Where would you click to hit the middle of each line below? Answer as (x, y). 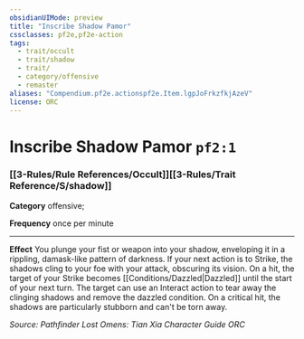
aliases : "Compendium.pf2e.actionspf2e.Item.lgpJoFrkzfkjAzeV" (131, 93)
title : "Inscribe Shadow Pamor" (70, 26)
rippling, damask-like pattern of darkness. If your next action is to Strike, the (151, 259)
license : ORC (34, 102)
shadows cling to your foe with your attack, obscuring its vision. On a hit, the (152, 268)
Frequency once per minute (62, 223)
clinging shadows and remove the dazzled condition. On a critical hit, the (145, 297)
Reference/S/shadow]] (61, 186)
